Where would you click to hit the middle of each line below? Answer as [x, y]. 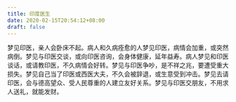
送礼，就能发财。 [38, 91]
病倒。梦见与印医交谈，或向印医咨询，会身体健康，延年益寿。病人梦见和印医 [118, 56]
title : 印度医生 [29, 14]
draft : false [26, 27]
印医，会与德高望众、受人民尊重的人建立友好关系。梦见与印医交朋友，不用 [115, 83]
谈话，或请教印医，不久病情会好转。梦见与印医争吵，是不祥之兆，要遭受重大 [118, 65]
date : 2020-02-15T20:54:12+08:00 [56, 20]
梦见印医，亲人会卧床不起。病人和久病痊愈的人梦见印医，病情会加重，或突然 [118, 48]
